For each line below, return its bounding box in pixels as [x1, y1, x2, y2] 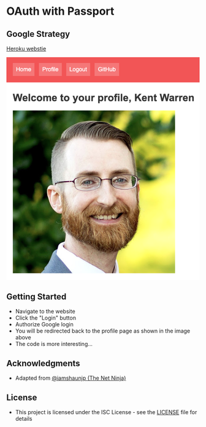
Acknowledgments [6, 358, 81, 369]
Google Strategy [6, 29, 71, 39]
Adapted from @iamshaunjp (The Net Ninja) [15, 374, 126, 382]
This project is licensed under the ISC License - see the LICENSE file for [15, 408, 197, 415]
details [15, 415, 32, 422]
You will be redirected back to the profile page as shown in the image [15, 327, 191, 335]
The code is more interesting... [15, 340, 93, 348]
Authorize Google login [15, 321, 74, 328]
